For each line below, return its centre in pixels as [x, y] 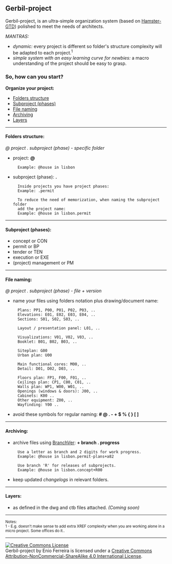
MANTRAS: [17, 36]
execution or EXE [31, 257]
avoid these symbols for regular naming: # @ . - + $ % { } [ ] [76, 414]
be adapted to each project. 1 [43, 52]
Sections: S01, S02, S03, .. [49, 319]
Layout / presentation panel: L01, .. [59, 328]
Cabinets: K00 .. [36, 396]
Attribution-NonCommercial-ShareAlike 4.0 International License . [74, 556]
